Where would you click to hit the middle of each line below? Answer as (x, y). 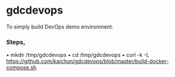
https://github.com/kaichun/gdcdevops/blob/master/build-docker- (87, 61)
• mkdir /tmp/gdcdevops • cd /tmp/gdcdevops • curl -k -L (78, 55)
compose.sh (21, 68)
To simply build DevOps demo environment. (60, 27)
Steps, (16, 42)
